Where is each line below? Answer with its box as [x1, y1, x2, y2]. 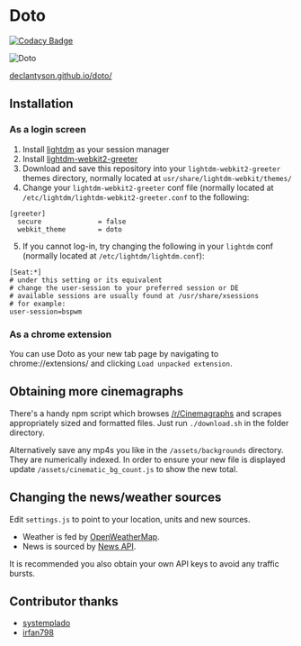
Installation [9, 96, 74, 112]
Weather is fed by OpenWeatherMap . [22, 531, 160, 541]
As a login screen [9, 123, 87, 136]
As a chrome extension [9, 328, 112, 341]
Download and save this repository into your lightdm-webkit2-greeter [22, 163, 281, 174]
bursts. [9, 568, 36, 578]
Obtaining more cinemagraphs [9, 384, 184, 399]
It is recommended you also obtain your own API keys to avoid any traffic [9, 558, 280, 569]
